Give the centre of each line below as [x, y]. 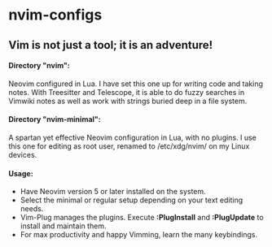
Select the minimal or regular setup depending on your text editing [132, 200]
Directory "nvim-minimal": [55, 119]
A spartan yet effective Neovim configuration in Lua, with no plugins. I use [132, 137]
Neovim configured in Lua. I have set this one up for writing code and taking [136, 84]
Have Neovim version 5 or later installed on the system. [113, 192]
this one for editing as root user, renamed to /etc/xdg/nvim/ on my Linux [129, 146]
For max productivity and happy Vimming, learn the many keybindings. [139, 235]
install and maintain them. [63, 226]
